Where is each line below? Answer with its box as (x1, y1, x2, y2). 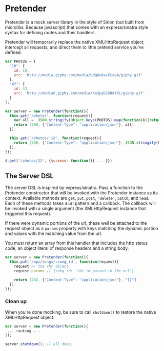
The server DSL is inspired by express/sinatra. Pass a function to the (5, 185, 143, 191)
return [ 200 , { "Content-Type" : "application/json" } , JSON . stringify (14, 140, 156, 145)
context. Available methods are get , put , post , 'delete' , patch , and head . (5, 195, 150, 201)
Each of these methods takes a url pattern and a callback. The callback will (5, 200, 156, 206)
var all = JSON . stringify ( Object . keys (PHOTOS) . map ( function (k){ (14, 118, 150, 123)
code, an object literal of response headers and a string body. (5, 245, 129, 251)
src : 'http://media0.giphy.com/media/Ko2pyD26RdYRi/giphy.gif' (14, 91, 145, 96)
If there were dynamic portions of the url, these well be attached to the (5, 220, 147, 226)
